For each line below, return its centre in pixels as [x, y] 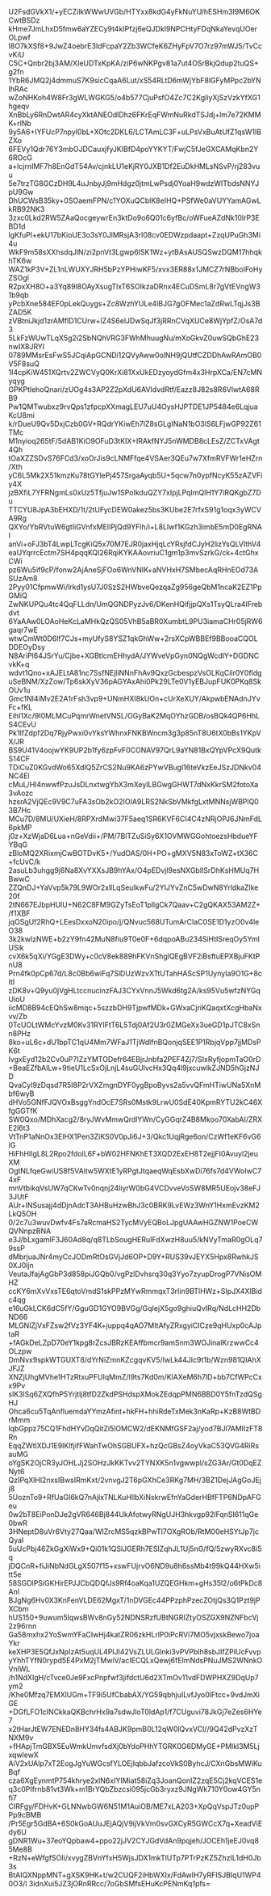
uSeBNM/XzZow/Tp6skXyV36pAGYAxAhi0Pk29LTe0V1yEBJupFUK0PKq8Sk [135, 681]
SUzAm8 [23, 578]
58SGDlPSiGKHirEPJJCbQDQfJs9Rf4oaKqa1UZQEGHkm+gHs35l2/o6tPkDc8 [135, 1583]
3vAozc [21, 793]
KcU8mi [21, 415]
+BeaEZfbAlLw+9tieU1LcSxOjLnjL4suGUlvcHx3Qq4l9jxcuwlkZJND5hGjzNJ [134, 1068]
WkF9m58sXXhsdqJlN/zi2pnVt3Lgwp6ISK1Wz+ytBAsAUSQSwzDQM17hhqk [135, 252]
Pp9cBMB [25, 1815]
